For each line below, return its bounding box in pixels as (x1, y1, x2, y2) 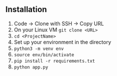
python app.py (13, 64, 48, 70)
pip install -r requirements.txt (13, 58, 95, 64)
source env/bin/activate (13, 52, 75, 57)
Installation (5, 5, 47, 15)
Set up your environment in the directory (13, 38, 112, 45)
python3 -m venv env (13, 46, 64, 52)
